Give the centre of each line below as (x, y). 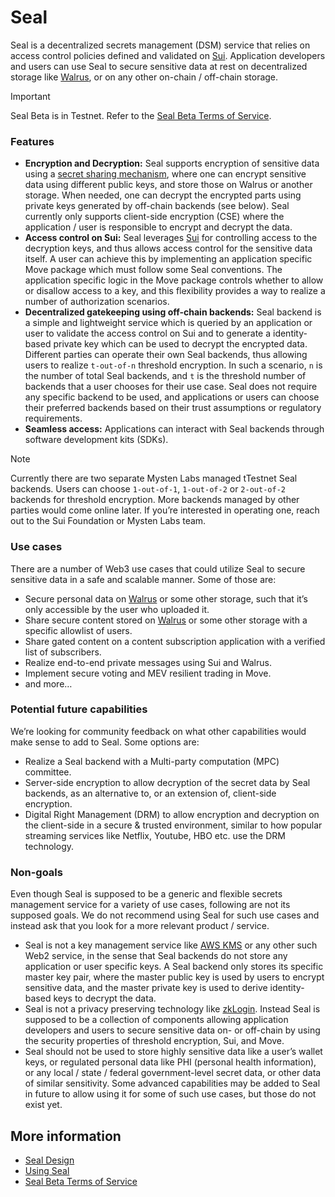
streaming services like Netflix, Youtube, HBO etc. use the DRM (155, 835)
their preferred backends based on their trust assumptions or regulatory (173, 408)
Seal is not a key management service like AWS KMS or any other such (171, 945)
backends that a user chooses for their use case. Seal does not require (171, 387)
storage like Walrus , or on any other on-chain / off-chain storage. (144, 77)
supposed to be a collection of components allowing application (156, 1020)
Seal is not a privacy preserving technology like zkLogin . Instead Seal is (172, 1009)
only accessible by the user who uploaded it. (117, 609)
